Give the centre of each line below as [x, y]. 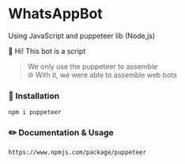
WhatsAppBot [55, 14]
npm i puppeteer [35, 113]
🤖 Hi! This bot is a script [47, 51]
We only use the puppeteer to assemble [92, 66]
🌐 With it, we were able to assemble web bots [102, 74]
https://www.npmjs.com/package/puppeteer [77, 152]
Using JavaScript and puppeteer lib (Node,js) [82, 36]
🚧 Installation [34, 96]
